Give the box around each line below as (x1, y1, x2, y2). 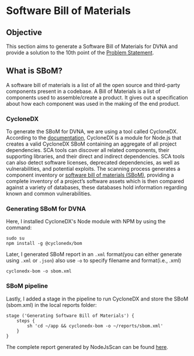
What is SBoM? (6, 66, 63, 76)
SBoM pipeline (6, 282, 49, 290)
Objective (6, 27, 43, 37)
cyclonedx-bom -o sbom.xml (6, 268, 72, 274)
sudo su (6, 236, 25, 241)
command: (6, 224, 32, 231)
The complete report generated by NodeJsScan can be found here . (6, 343, 168, 350)
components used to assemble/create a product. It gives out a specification (6, 94, 188, 101)
